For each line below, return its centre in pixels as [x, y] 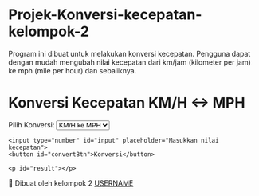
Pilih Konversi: [31, 124]
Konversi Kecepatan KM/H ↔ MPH [127, 103]
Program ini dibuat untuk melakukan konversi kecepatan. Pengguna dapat [129, 53]
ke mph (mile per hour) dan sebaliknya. [73, 70]
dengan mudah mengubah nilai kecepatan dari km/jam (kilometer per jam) [129, 62]
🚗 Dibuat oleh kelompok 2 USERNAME [71, 183]
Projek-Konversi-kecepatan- [105, 15]
